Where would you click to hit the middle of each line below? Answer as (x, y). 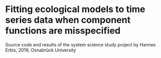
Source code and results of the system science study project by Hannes (80, 44)
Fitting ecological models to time (75, 9)
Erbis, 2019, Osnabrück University (41, 50)
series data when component (68, 20)
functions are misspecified (63, 31)
